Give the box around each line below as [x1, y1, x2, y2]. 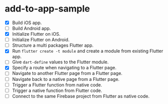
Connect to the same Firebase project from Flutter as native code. [12, 93, 150, 99]
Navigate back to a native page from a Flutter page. [12, 76, 120, 82]
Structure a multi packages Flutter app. [12, 42, 94, 48]
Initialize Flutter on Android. [12, 37, 70, 43]
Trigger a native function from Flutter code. [12, 87, 102, 93]
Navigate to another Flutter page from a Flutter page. [12, 70, 122, 76]
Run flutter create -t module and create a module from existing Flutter [12, 48, 163, 54]
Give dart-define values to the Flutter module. [12, 59, 109, 65]
